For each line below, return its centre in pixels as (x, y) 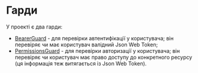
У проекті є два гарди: (34, 27)
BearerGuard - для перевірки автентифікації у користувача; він (94, 38)
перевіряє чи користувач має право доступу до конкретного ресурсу (103, 57)
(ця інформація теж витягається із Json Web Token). (81, 64)
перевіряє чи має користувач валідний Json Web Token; (86, 45)
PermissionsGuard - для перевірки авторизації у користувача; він (97, 50)
